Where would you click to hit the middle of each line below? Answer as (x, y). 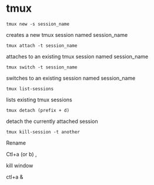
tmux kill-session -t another (43, 132)
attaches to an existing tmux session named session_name (77, 56)
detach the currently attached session (52, 121)
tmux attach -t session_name (42, 46)
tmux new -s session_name (38, 24)
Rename (16, 143)
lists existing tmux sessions (39, 100)
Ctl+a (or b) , (21, 154)
